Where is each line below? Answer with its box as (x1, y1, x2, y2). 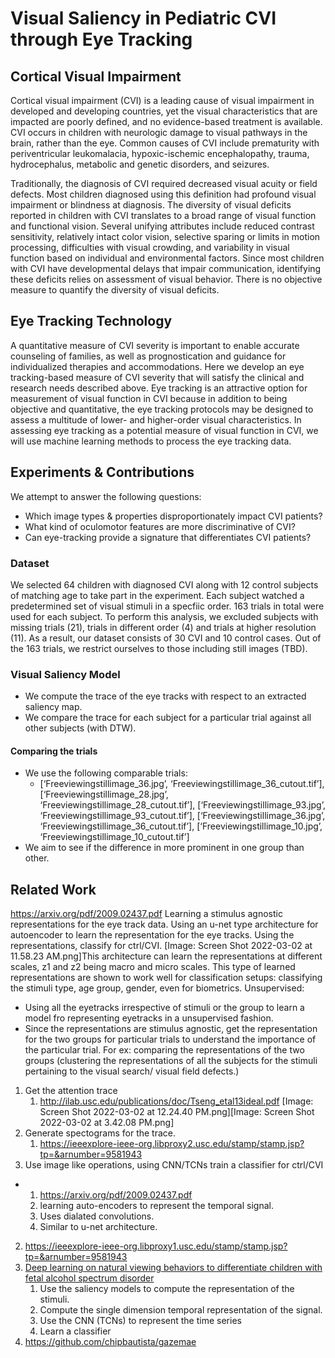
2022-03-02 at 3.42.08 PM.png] (39, 1117, 175, 1129)
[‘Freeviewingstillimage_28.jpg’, (39, 788, 169, 801)
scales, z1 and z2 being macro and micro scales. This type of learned (10, 961, 296, 973)
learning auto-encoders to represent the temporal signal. (39, 1200, 274, 1212)
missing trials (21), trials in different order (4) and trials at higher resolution (10, 621, 317, 633)
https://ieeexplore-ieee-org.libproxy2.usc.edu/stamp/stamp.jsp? (39, 1138, 305, 1150)
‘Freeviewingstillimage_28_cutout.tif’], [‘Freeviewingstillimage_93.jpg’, (39, 799, 326, 811)
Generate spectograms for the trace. (24, 1127, 177, 1139)
